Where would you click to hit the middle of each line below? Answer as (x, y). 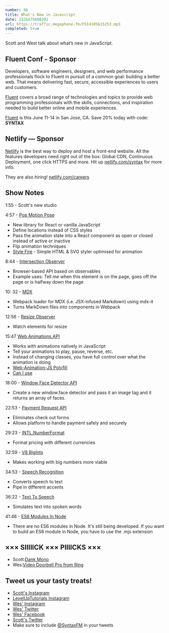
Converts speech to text (38, 481)
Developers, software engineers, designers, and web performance (74, 71)
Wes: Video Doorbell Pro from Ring (48, 565)
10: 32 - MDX (19, 292)
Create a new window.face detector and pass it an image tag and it (82, 392)
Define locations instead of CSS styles (52, 230)
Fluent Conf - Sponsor (41, 59)
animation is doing (32, 362)
